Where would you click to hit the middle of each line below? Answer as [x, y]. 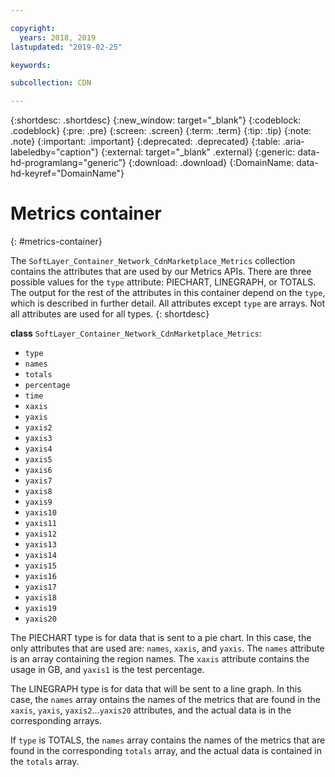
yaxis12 [40, 534]
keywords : [31, 65]
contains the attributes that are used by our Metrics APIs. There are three [161, 272]
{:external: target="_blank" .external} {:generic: [198, 152]
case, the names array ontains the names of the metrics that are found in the [165, 700]
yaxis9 [38, 502]
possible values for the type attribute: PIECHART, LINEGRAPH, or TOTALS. [163, 282]
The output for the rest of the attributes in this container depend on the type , [168, 293]
